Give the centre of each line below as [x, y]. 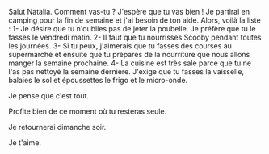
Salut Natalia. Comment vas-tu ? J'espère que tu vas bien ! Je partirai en [129, 12]
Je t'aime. [25, 143]
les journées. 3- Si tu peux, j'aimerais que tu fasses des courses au [120, 46]
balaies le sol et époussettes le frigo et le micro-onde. [98, 80]
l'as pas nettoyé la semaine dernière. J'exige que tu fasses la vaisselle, [126, 71]
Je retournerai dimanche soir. [57, 127]
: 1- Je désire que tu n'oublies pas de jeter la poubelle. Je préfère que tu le [132, 29]
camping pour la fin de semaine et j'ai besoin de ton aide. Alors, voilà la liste [134, 20]
